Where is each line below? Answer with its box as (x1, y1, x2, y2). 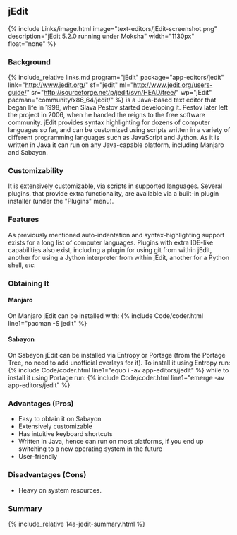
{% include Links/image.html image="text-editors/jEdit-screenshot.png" (8, 24, 217, 33)
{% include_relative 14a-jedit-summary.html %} (8, 519, 145, 528)
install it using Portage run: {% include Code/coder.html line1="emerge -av (8, 374, 225, 382)
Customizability (8, 166, 64, 176)
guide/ (8, 88, 28, 97)
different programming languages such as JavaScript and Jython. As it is (8, 134, 220, 142)
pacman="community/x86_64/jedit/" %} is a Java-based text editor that (8, 95, 217, 105)
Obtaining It (8, 278, 49, 288)
